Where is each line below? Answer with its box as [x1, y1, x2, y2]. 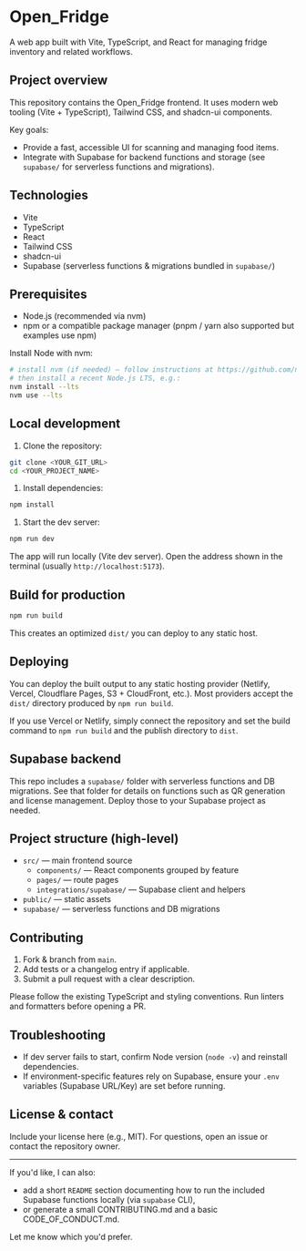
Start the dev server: [22, 517, 100, 528]
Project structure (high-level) [9, 831, 179, 846]
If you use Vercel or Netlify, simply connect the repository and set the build [9, 715, 291, 726]
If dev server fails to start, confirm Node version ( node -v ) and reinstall [22, 1051, 289, 1062]
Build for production [9, 587, 126, 602]
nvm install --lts [9, 383, 79, 392]
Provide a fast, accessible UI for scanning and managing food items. [22, 141, 280, 152]
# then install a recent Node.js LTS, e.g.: [9, 374, 181, 384]
